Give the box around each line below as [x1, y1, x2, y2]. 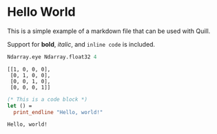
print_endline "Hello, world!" [13, 109, 103, 115]
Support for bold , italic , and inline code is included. [7, 40, 156, 48]
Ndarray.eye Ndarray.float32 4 [7, 53, 97, 60]
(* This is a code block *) [7, 96, 88, 103]
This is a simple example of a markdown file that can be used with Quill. [7, 27, 211, 35]
